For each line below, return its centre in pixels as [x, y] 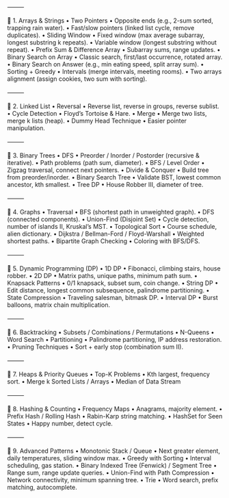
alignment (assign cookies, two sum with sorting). [77, 79]
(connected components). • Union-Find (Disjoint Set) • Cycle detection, [108, 219]
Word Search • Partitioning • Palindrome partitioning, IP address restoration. [114, 339]
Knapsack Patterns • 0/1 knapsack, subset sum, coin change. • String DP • [113, 283]
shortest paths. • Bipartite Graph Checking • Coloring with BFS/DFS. [104, 241]
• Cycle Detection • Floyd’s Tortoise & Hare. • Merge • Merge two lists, [107, 113]
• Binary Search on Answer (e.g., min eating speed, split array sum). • [106, 64]
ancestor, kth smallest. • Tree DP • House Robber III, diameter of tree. [105, 185]
